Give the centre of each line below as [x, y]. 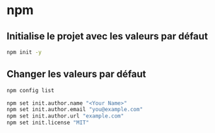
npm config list [30, 90]
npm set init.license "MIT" [48, 123]
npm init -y [24, 52]
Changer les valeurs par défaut [76, 74]
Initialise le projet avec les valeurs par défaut [107, 36]
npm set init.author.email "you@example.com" [75, 110]
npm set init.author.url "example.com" [65, 116]
